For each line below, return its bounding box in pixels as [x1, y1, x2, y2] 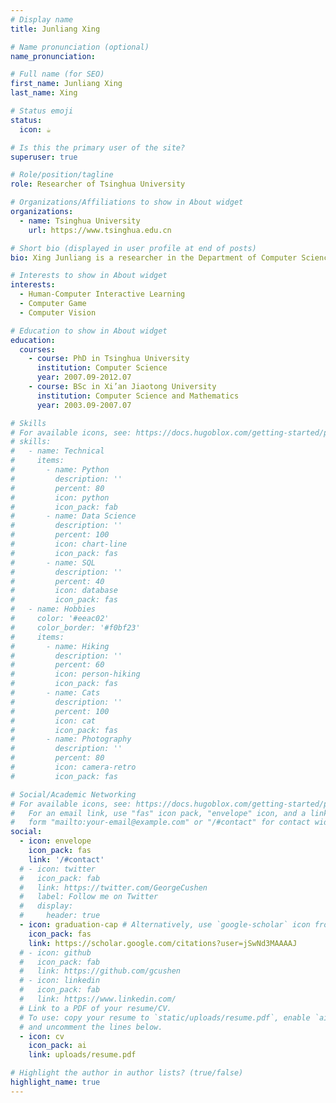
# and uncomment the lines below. [19, 1022, 163, 1032]
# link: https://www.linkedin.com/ [19, 994, 177, 1004]
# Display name [10, 14, 74, 25]
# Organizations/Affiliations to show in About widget [10, 197, 244, 208]
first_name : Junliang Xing [10, 79, 123, 89]
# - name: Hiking [10, 641, 110, 651]
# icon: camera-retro [10, 762, 137, 772]
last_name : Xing [10, 88, 78, 98]
